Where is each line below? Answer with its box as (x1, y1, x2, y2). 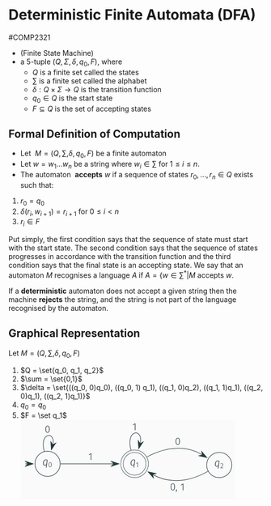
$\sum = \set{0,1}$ (19, 374, 83, 384)
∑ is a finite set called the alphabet (32, 75, 147, 86)
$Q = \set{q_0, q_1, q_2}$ (19, 366, 104, 376)
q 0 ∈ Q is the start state (32, 93, 113, 104)
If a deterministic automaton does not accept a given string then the (8, 286, 237, 296)
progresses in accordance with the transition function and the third (8, 252, 231, 262)
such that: (19, 180, 54, 189)
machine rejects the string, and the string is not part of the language (8, 294, 237, 304)
